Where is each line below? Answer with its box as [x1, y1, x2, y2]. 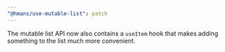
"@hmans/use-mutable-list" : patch [7, 10, 108, 17]
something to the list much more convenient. [7, 36, 136, 45]
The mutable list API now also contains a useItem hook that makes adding [7, 29, 219, 37]
